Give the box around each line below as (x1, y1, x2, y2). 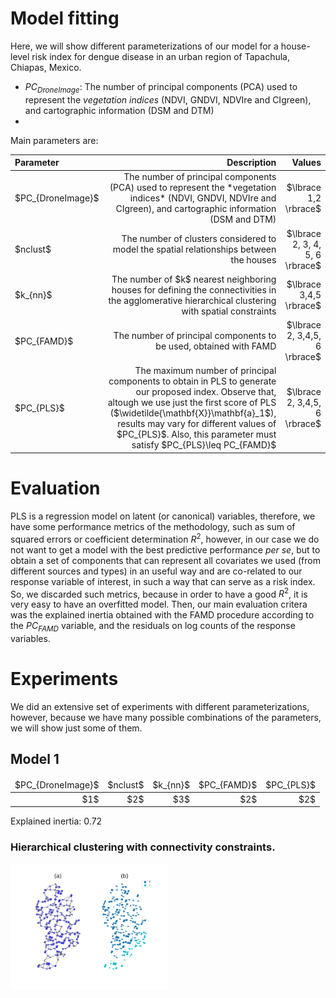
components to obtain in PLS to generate (108, 375, 277, 387)
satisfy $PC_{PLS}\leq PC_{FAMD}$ (131, 439, 277, 451)
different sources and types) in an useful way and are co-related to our (10, 565, 303, 577)
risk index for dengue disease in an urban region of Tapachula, (31, 50, 290, 62)
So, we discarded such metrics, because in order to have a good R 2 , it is (10, 586, 308, 600)
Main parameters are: (10, 134, 99, 146)
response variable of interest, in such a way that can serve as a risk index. (10, 575, 316, 587)
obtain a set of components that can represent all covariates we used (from (10, 554, 321, 566)
